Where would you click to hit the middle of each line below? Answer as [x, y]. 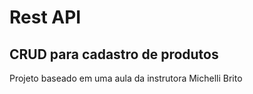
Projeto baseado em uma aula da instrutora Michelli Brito [126, 78]
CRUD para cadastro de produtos [114, 54]
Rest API [45, 17]
